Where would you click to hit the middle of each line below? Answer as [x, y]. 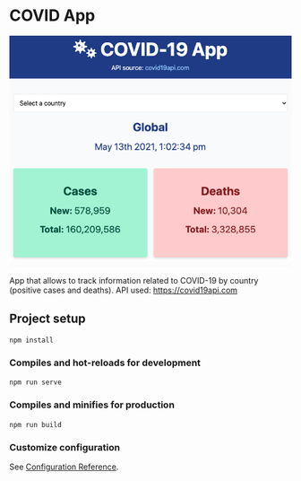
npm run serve [36, 382]
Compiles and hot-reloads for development [105, 363]
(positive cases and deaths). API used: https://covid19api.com [124, 290]
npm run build [36, 424]
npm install [31, 341]
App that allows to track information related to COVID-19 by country [134, 281]
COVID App [52, 16]
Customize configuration [65, 447]
